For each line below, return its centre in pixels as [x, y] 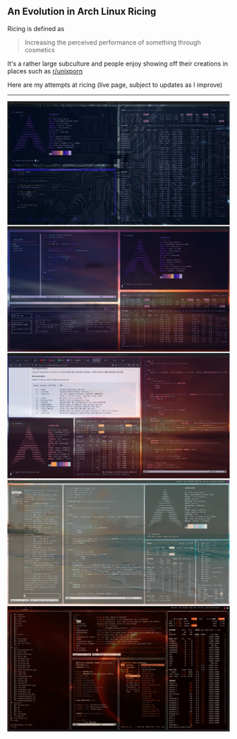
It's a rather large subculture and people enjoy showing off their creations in [117, 64]
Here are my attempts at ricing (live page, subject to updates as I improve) [115, 85]
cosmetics [39, 49]
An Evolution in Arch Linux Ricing [82, 12]
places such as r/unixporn [45, 71]
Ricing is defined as [36, 28]
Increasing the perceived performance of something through [113, 42]
